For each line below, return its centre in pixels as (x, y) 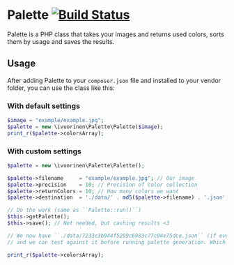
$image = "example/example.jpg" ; (56, 121)
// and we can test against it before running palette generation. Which (117, 242)
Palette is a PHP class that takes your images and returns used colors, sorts (116, 34)
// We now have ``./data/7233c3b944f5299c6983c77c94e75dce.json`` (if (112, 236)
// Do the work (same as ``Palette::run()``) (74, 210)
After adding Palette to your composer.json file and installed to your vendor (114, 80)
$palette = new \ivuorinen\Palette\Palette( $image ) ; (85, 127)
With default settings (44, 106)
